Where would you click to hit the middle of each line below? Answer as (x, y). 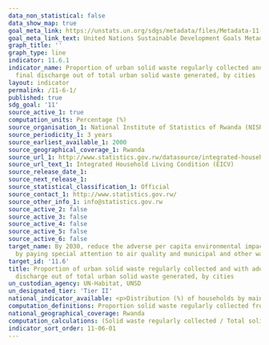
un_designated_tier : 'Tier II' (60, 291)
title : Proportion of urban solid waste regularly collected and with (128, 269)
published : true (35, 98)
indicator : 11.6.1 (39, 61)
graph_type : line (37, 53)
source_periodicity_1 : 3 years (60, 134)
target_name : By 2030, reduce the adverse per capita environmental (125, 247)
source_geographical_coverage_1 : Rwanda (77, 150)
